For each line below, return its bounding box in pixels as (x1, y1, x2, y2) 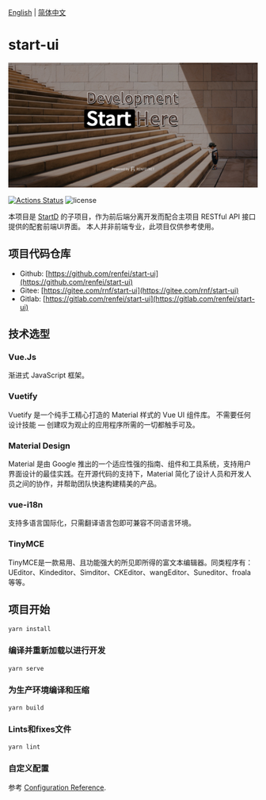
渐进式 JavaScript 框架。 (8, 370, 89, 380)
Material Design (8, 440, 70, 451)
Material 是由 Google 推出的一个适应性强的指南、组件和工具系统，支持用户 (8, 459, 252, 469)
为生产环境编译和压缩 (8, 684, 89, 695)
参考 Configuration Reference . (8, 783, 107, 792)
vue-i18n (8, 499, 44, 510)
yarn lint (8, 743, 41, 752)
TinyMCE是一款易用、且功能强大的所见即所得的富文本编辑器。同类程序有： (8, 557, 253, 567)
